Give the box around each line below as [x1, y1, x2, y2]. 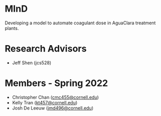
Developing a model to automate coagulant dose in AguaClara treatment [5, 20, 156, 26]
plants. [5, 25, 19, 31]
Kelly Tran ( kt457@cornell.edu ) [12, 99, 78, 105]
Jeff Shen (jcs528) [12, 59, 52, 66]
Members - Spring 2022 [5, 78, 108, 89]
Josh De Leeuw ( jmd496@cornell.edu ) [12, 105, 93, 111]
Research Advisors [5, 43, 87, 55]
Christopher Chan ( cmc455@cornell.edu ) [12, 94, 99, 100]
